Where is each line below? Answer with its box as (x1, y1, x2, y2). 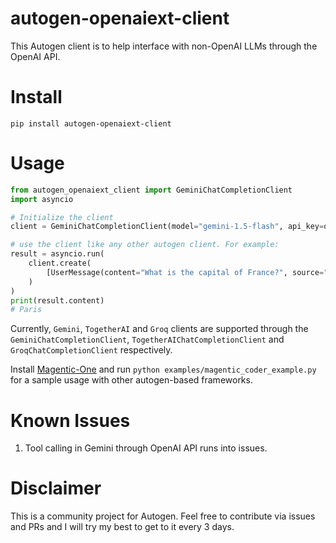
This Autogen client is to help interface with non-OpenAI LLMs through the (10, 40, 318, 52)
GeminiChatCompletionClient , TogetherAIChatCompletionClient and (10, 333, 285, 346)
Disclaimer (10, 477, 102, 500)
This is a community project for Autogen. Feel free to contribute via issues (10, 510, 316, 522)
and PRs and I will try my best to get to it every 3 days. (10, 521, 235, 533)
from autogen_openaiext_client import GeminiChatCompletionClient (10, 185, 293, 195)
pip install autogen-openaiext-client (10, 118, 172, 129)
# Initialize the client (10, 212, 114, 222)
